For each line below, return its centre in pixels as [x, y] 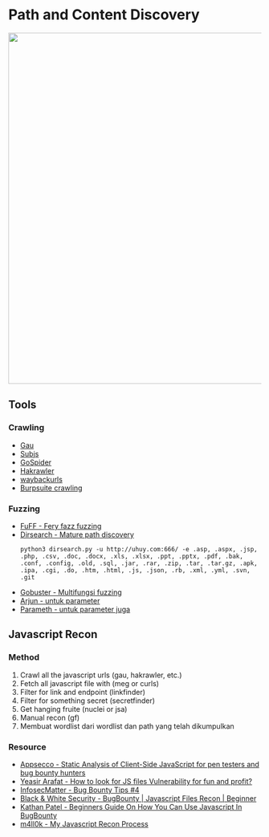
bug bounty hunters [53, 773]
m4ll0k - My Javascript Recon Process [84, 823]
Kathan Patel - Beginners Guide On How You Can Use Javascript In [131, 807]
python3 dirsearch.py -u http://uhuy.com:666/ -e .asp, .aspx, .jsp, [139, 549]
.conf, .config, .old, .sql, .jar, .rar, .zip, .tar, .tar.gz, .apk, [139, 563]
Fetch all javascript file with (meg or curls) [89, 683]
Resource [27, 746]
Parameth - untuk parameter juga [75, 609]
